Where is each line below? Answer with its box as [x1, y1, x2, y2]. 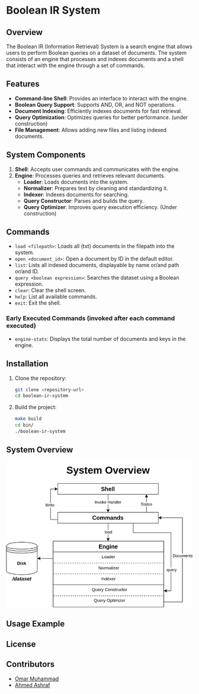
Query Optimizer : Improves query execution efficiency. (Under [23, 203, 178, 211]
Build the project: [14, 404, 57, 411]
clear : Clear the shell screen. [14, 287, 86, 294]
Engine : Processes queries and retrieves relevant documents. [14, 172, 166, 179]
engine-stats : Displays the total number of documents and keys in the [14, 335, 186, 342]
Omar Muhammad [14, 675, 59, 682]
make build [14, 416, 42, 422]
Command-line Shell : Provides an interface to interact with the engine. [14, 94, 188, 102]
